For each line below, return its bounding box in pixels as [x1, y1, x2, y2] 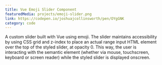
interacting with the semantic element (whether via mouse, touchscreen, [5, 49, 149, 55]
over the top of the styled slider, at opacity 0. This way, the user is [5, 44, 137, 50]
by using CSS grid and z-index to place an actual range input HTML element [5, 39, 157, 45]
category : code [5, 20, 36, 26]
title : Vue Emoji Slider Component [5, 7, 77, 12]
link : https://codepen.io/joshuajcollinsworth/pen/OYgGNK [5, 16, 124, 21]
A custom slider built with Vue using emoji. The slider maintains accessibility [5, 34, 157, 40]
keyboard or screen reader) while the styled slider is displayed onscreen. [5, 54, 151, 61]
